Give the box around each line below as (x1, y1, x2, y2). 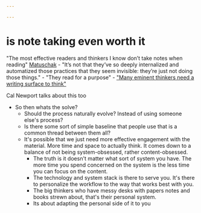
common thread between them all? (24, 129, 110, 136)
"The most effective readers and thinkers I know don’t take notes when (6, 54, 183, 62)
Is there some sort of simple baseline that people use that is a (24, 122, 177, 130)
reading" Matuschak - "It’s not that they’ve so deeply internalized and (6, 61, 179, 68)
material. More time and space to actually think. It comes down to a (24, 142, 191, 149)
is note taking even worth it (6, 34, 145, 48)
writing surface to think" (6, 80, 66, 87)
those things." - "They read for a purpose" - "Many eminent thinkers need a (6, 74, 194, 81)
